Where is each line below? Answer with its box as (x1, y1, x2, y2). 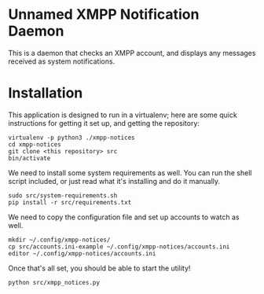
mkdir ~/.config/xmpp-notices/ (8, 236, 111, 244)
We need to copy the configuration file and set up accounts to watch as (8, 212, 240, 222)
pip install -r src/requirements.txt (8, 198, 132, 206)
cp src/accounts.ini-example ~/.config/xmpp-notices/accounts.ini (8, 242, 230, 251)
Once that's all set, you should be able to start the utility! (8, 263, 191, 273)
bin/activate (8, 154, 51, 162)
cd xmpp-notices (8, 140, 61, 149)
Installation (8, 84, 83, 102)
